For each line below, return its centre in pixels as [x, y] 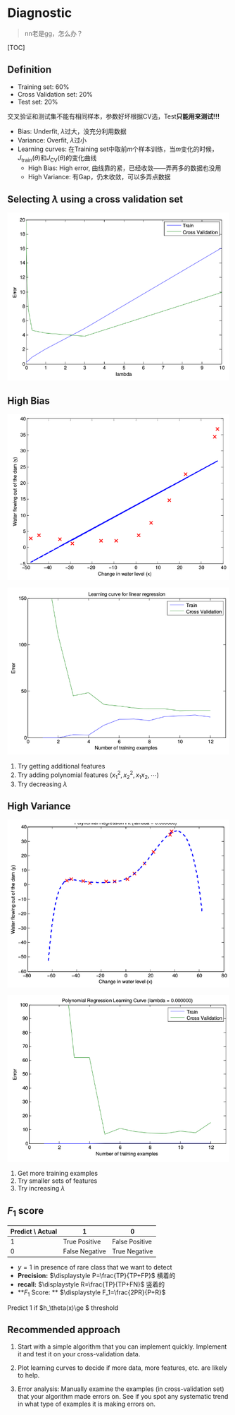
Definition [29, 70]
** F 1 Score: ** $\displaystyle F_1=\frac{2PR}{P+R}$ [91, 1293]
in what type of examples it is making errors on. [87, 1404]
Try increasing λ [41, 1188]
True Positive [82, 1242]
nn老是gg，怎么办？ [53, 33]
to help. [28, 1375]
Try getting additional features [61, 766]
